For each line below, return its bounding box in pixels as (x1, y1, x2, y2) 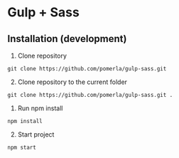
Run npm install (17, 104, 63, 112)
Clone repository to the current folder (17, 78, 128, 86)
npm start (7, 144, 37, 151)
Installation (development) (7, 33, 127, 45)
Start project (17, 130, 55, 139)
